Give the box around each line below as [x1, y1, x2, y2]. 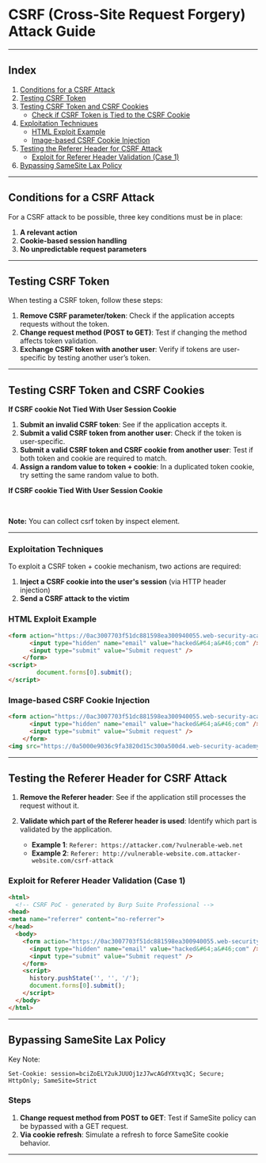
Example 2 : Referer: [31, 848, 100, 858]
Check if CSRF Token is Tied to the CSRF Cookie [31, 109, 191, 120]
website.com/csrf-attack [31, 857, 114, 865]
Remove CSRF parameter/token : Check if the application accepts [19, 311, 235, 320]
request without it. [19, 801, 79, 810]
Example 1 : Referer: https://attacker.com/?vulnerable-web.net [31, 840, 244, 850]
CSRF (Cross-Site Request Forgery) [8, 6, 246, 24]
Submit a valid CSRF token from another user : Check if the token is [19, 428, 242, 438]
